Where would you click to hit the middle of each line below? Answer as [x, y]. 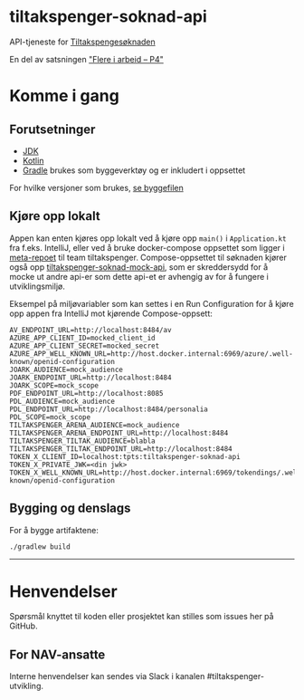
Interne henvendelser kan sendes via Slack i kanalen [107, 676]
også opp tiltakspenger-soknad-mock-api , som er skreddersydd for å [139, 267]
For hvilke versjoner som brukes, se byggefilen [96, 187]
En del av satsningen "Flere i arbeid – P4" [87, 59]
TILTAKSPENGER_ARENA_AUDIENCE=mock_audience [95, 425]
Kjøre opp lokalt [55, 216]
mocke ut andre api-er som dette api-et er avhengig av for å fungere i [139, 276]
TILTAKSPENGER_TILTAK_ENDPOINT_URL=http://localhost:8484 [121, 449]
